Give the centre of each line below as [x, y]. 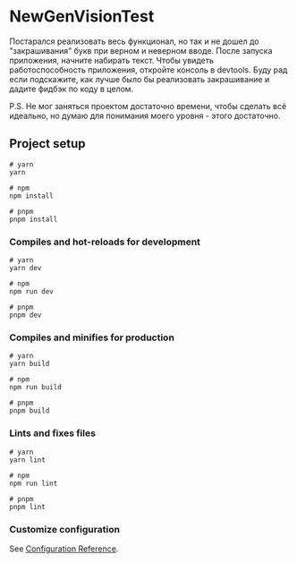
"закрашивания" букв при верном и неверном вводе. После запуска [141, 50]
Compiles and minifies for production [92, 337]
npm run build [36, 388]
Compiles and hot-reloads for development [105, 242]
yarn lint [28, 460]
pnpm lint [28, 507]
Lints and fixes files [53, 433]
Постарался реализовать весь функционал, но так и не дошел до [134, 41]
